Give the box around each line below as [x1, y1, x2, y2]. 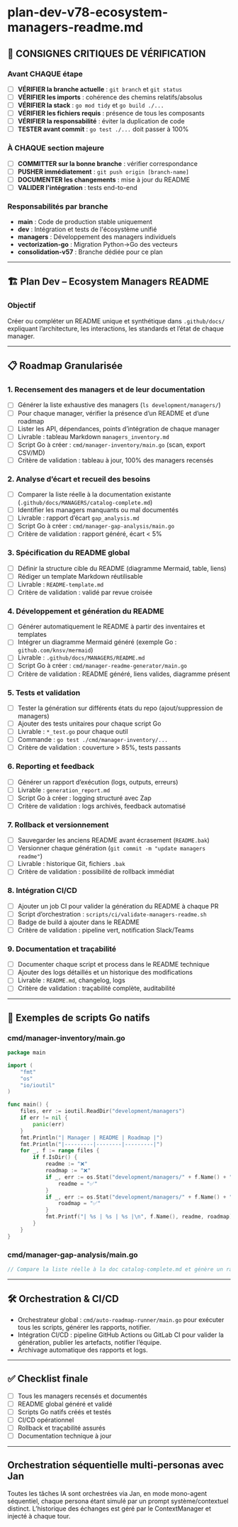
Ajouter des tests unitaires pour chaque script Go [17, 719, 161, 728]
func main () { [7, 1101, 50, 1109]
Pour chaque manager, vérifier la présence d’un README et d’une [17, 409, 210, 417]
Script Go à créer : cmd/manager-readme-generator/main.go [17, 661, 188, 670]
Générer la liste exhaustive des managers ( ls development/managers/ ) [17, 401, 221, 409]
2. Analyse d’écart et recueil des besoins [7, 474, 151, 484]
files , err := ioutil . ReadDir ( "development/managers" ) [20, 1108, 186, 1115]
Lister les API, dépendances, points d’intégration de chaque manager [17, 424, 220, 433]
